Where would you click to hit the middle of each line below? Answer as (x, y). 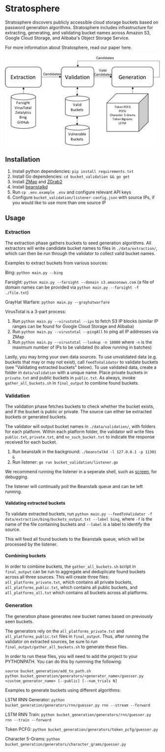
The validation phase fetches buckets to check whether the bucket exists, (80, 406)
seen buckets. (19, 621)
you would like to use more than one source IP (59, 203)
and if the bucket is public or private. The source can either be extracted (78, 412)
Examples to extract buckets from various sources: (56, 263)
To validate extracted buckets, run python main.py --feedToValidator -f (79, 514)
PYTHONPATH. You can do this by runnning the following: (64, 661)
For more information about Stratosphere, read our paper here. (69, 47)
